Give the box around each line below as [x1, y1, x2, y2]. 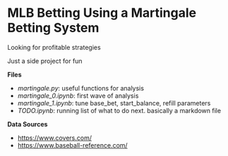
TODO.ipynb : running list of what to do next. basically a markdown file [17, 106, 221, 115]
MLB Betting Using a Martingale [7, 5, 197, 21]
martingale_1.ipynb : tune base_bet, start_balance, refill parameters [17, 98, 211, 107]
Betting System [7, 20, 100, 36]
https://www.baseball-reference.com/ [17, 141, 128, 149]
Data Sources [7, 119, 48, 128]
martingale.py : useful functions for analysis [17, 84, 145, 92]
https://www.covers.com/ [17, 134, 92, 142]
